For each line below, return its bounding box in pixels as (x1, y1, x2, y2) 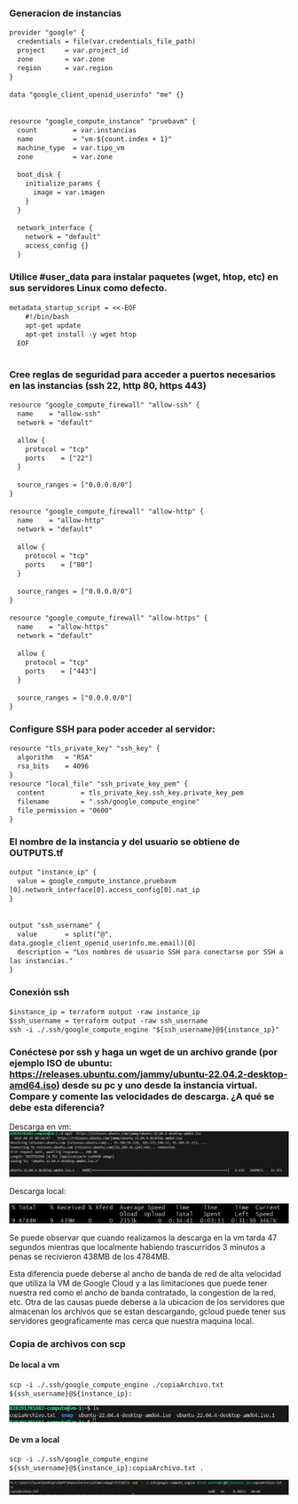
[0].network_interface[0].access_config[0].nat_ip (9, 886, 200, 895)
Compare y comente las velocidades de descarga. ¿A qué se (9, 1090, 275, 1103)
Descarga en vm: (9, 1121, 72, 1132)
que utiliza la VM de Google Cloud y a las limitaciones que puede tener (9, 1278, 268, 1288)
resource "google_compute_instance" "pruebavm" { (9, 117, 197, 126)
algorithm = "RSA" (17, 753, 93, 762)
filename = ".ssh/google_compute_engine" (17, 797, 200, 806)
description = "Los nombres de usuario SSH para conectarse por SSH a (17, 948, 284, 957)
